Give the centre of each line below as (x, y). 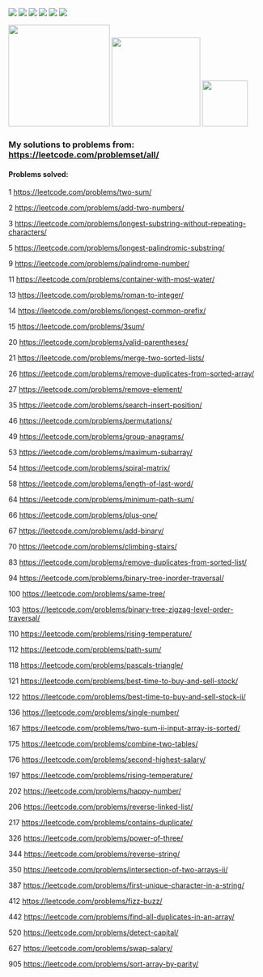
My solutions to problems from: (72, 144)
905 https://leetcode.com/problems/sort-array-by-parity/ (104, 964)
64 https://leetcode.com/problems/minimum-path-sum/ (101, 500)
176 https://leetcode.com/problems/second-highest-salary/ (107, 760)
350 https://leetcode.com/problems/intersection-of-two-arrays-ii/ (118, 870)
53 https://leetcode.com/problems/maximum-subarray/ (100, 452)
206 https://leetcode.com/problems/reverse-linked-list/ (101, 807)
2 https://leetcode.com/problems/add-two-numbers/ (96, 208)
